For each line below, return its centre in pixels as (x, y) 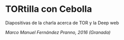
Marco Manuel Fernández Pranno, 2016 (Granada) (58, 32)
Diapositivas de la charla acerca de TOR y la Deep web (62, 23)
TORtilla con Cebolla (49, 9)
